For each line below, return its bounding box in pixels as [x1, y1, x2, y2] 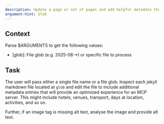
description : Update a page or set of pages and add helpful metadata [5, 7, 152, 12]
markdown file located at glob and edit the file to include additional [5, 84, 139, 90]
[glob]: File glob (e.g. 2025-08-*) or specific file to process [12, 52, 132, 58]
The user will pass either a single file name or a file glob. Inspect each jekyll [5, 79, 157, 85]
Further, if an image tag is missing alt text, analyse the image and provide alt [5, 109, 159, 115]
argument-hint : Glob [5, 12, 47, 17]
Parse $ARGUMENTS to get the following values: [5, 42, 103, 49]
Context [5, 30, 30, 38]
